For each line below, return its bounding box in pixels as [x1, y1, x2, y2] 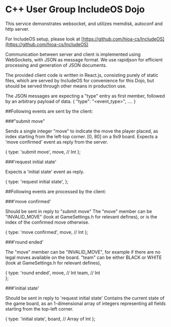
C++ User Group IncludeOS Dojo [5, 4, 145, 15]
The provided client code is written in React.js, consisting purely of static [5, 72, 159, 78]
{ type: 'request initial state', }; [5, 178, 69, 185]
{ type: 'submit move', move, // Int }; [5, 148, 81, 155]
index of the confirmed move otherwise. [5, 219, 90, 225]
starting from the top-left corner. [5, 306, 74, 312]
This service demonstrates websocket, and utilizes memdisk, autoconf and [5, 20, 163, 27]
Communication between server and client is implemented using [5, 51, 141, 57]
